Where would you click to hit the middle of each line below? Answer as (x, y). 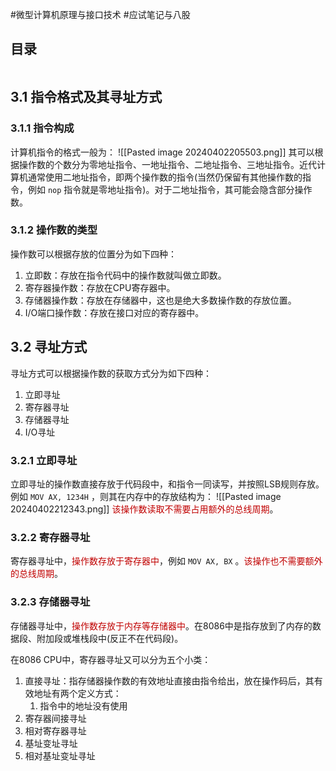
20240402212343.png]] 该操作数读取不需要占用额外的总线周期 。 (144, 509)
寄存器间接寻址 (55, 718)
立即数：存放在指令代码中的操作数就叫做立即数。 (125, 275)
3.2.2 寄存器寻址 (50, 537)
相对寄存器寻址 (55, 730)
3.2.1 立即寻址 (44, 460)
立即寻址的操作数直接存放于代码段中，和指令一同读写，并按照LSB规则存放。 (167, 484)
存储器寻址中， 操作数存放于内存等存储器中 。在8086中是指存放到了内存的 (161, 625)
